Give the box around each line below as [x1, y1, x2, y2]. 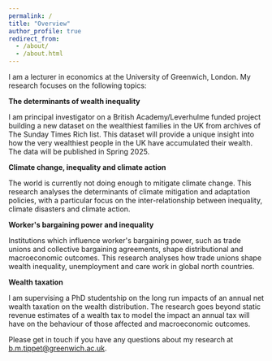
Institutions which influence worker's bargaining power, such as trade [8, 236, 241, 245]
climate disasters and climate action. [8, 204, 131, 214]
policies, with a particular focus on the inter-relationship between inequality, [8, 196, 262, 205]
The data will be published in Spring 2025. [8, 147, 150, 156]
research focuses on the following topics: [8, 80, 147, 90]
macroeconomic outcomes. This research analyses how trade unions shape [8, 253, 262, 263]
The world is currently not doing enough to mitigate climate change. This [8, 178, 252, 188]
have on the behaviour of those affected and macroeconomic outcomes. [8, 319, 251, 328]
